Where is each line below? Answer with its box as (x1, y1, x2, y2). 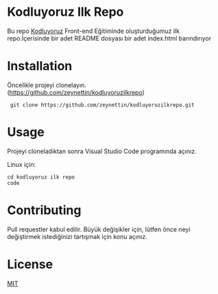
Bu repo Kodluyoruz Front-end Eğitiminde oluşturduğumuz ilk (7, 27, 180, 35)
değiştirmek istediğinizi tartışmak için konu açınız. (7, 232, 147, 240)
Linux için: (7, 160, 36, 168)
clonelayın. (56, 80, 87, 89)
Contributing (7, 203, 82, 218)
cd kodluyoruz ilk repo (7, 173, 75, 181)
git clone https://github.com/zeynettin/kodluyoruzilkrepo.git (10, 101, 195, 109)
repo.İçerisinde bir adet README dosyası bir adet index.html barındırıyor (7, 34, 211, 42)
